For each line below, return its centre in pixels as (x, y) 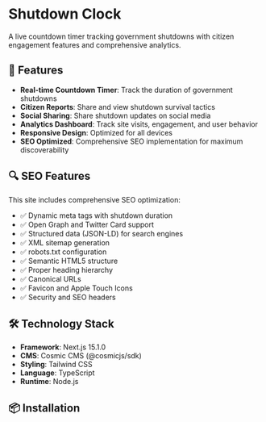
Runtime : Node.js (49, 382)
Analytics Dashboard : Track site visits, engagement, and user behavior (139, 124)
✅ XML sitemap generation (65, 242)
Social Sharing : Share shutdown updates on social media (115, 115)
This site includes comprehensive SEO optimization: (95, 199)
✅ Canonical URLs (51, 278)
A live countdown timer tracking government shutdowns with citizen (121, 36)
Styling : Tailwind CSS (56, 365)
